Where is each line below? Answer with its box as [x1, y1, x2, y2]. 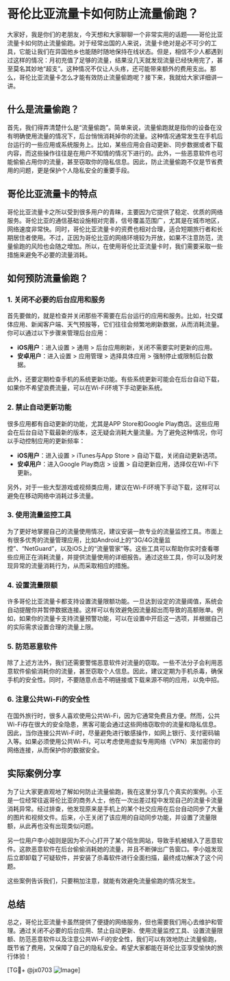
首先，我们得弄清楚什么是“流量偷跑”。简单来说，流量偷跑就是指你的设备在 [7, 123, 217, 131]
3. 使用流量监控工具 [7, 510, 72, 520]
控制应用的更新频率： [25, 436, 86, 445]
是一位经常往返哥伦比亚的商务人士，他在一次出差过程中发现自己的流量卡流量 [7, 796, 223, 804]
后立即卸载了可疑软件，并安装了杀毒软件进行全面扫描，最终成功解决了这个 [7, 853, 217, 862]
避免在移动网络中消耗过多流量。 [7, 491, 97, 499]
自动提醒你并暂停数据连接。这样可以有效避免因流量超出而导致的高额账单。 [7, 606, 217, 614]
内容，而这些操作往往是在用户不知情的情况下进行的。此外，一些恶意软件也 [7, 149, 217, 157]
